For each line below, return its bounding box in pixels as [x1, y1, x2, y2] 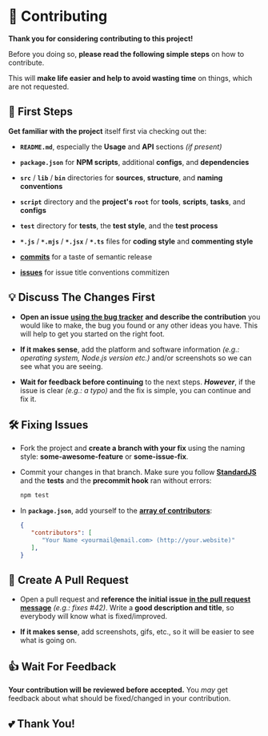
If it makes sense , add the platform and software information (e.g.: [19, 344, 240, 354]
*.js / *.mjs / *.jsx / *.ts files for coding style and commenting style [19, 236, 254, 246]
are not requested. [8, 82, 70, 91]
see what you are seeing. [19, 361, 103, 371]
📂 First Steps [8, 105, 74, 119]
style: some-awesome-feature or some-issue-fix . [19, 452, 189, 461]
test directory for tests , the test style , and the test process [19, 220, 218, 231]
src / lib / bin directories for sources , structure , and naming [19, 172, 223, 183]
